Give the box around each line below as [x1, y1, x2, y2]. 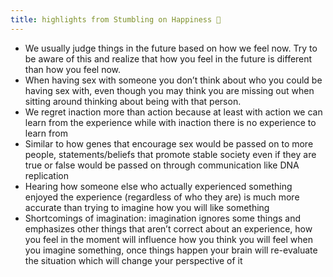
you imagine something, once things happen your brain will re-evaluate [24, 244, 318, 256]
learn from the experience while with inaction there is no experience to [24, 116, 317, 128]
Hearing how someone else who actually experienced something [24, 180, 293, 192]
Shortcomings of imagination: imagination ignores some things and [24, 212, 302, 224]
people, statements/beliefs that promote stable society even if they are [24, 148, 317, 160]
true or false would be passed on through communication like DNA [24, 159, 300, 171]
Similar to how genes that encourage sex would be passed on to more [24, 137, 314, 150]
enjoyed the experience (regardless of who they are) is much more [24, 191, 300, 203]
